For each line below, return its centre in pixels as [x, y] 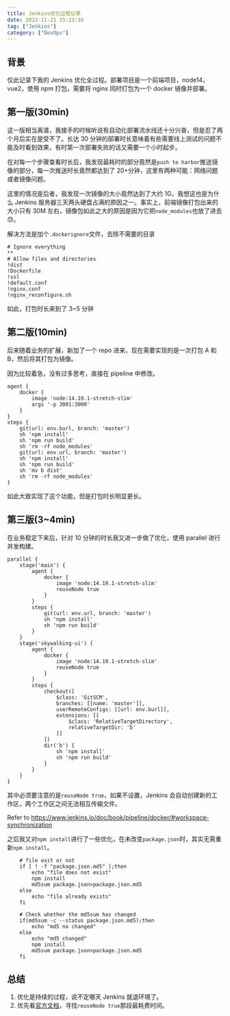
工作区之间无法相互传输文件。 [79, 803]
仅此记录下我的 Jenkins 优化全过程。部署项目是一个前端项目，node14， [108, 80]
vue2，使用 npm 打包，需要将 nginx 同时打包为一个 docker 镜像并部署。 [109, 89]
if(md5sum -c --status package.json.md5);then [87, 921]
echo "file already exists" [72, 897]
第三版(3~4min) [41, 520]
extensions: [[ [77, 715]
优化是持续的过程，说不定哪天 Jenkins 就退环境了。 [90, 997]
